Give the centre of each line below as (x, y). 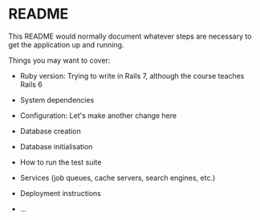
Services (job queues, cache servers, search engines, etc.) (118, 177)
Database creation (51, 131)
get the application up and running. (66, 44)
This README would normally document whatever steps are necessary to (130, 36)
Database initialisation (56, 146)
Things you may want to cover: (59, 60)
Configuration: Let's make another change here (98, 115)
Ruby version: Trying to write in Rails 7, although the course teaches (132, 75)
